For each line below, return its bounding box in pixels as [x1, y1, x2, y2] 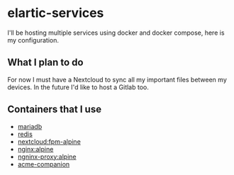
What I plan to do [7, 57, 84, 69]
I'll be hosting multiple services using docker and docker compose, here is [7, 28, 225, 37]
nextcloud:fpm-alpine [17, 137, 82, 146]
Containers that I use [7, 103, 101, 115]
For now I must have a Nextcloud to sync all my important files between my [7, 75, 227, 84]
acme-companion [17, 159, 70, 168]
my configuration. [7, 35, 59, 44]
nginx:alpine [17, 145, 54, 153]
